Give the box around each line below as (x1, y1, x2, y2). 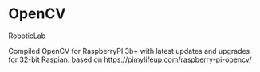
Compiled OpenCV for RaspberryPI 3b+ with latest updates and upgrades (8, 46, 250, 55)
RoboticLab (8, 31, 46, 40)
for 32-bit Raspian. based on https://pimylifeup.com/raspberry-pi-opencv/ (8, 55, 252, 64)
